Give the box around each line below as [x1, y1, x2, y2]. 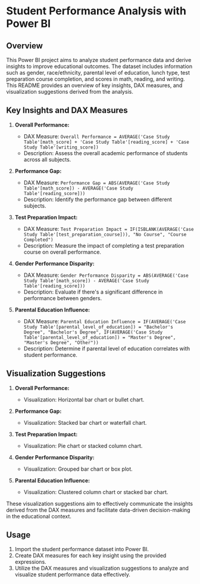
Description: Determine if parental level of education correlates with [23, 345, 190, 352]
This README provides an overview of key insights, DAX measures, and [6, 82, 183, 89]
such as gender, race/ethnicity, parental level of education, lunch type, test [6, 69, 190, 76]
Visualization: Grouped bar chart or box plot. [23, 465, 133, 472]
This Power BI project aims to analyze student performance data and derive [6, 57, 192, 63]
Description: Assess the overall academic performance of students [23, 149, 188, 156]
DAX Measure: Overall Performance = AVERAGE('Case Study [23, 132, 170, 140]
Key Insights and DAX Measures [6, 106, 128, 116]
